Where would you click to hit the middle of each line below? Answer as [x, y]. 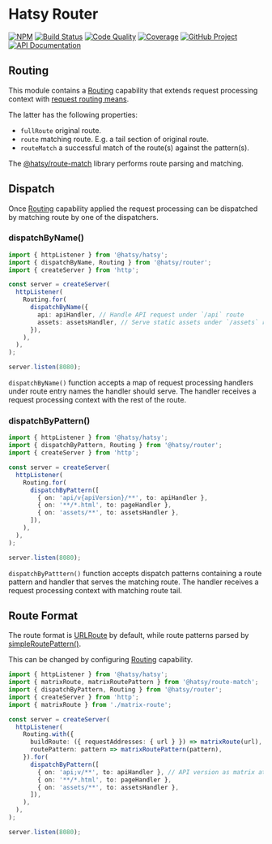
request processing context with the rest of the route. [98, 400]
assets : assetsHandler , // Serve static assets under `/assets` [148, 322]
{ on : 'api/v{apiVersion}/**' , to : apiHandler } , [123, 497]
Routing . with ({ [49, 734]
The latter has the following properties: [73, 114]
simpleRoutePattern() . [45, 644]
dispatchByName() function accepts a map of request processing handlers [131, 383]
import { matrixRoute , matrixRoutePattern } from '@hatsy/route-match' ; [134, 683]
